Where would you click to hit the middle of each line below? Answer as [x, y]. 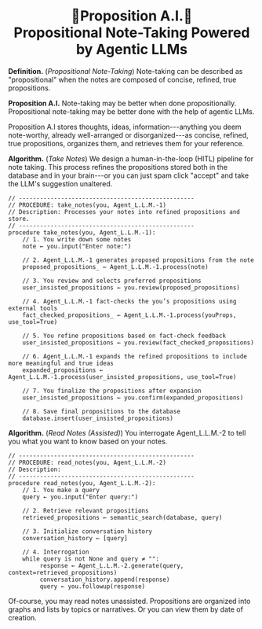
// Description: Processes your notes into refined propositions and [124, 212]
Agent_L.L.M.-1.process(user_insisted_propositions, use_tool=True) [122, 377]
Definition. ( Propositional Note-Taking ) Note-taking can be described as [126, 71]
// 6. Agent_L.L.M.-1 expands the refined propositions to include [135, 356]
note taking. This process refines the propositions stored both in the [118, 167]
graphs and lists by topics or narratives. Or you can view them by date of [126, 609]
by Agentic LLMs [132, 50]
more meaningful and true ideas [61, 363]
